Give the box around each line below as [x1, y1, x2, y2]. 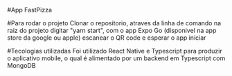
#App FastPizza [7, 6, 53, 14]
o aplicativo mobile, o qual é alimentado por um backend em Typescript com [7, 54, 226, 62]
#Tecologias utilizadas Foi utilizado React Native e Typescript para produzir [7, 47, 223, 55]
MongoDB [7, 62, 36, 69]
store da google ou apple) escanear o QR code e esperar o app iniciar [7, 34, 206, 42]
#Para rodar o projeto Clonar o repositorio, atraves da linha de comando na [7, 19, 222, 27]
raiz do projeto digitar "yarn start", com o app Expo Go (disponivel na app [7, 27, 217, 34]
